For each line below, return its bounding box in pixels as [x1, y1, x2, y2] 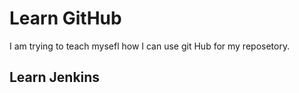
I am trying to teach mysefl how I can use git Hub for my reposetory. [9, 40, 291, 52]
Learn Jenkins [9, 69, 101, 86]
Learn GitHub [9, 7, 122, 30]
